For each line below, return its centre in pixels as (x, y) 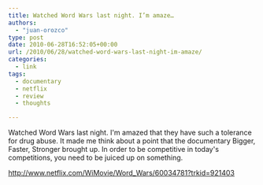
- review (30, 96)
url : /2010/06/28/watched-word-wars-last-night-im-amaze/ (105, 52)
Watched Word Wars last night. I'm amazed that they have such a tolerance (130, 133)
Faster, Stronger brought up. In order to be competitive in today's (113, 150)
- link (26, 67)
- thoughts (33, 103)
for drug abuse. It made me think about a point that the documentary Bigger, (132, 141)
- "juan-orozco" (42, 30)
